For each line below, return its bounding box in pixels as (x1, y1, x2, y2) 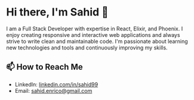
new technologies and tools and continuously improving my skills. (6, 44, 168, 51)
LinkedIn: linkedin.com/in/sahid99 (14, 80, 98, 88)
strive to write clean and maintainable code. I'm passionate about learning (6, 37, 188, 45)
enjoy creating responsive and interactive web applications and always (6, 31, 180, 38)
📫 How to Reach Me (6, 62, 83, 72)
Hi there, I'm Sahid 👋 (6, 5, 109, 19)
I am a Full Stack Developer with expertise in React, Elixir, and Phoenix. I (6, 25, 183, 32)
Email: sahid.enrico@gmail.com (14, 87, 93, 94)
